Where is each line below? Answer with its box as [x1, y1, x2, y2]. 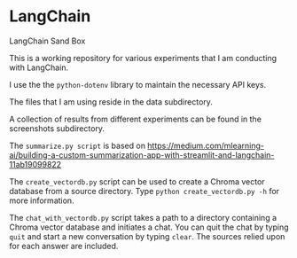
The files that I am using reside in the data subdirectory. [9, 96, 213, 107]
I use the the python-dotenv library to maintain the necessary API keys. [9, 79, 267, 90]
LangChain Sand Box [9, 35, 86, 46]
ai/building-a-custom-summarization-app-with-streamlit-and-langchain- [9, 149, 275, 160]
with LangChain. [9, 62, 69, 73]
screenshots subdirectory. [9, 122, 105, 134]
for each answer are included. [9, 240, 119, 251]
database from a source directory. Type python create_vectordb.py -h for [9, 185, 280, 196]
